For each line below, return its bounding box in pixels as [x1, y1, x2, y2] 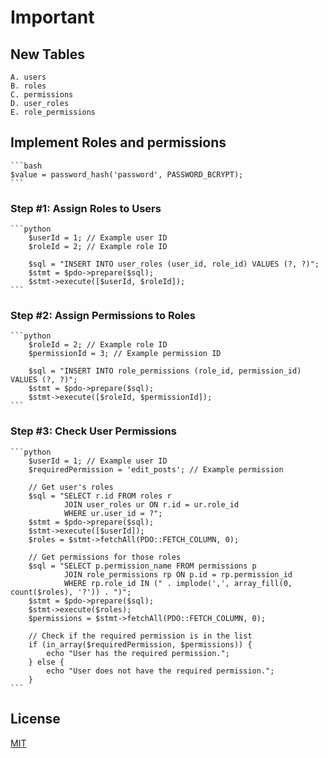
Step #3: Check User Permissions [10, 424, 177, 438]
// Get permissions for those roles [28, 552, 182, 562]
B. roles [10, 81, 47, 91]
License [10, 711, 61, 728]
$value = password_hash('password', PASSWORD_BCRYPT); [10, 169, 244, 180]
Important [10, 6, 95, 29]
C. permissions [10, 90, 74, 100]
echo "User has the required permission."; [46, 648, 230, 658]
